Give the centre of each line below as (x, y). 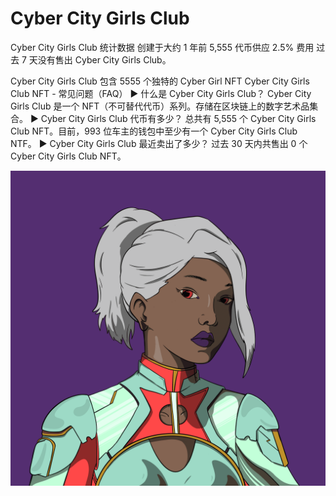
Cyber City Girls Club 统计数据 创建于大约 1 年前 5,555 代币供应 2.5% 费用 (162, 47)
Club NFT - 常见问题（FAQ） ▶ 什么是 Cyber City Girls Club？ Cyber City (161, 93)
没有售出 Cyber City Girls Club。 (104, 59)
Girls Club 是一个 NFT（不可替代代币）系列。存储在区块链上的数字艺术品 (160, 106)
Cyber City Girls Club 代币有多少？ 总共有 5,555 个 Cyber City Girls (178, 118)
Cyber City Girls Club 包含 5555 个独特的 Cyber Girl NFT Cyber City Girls (160, 81)
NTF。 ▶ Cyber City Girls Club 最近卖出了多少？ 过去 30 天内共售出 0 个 (159, 143)
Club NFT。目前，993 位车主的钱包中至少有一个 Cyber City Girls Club (154, 131)
